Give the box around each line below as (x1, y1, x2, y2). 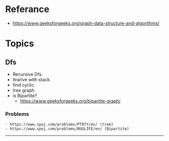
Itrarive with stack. (12, 77, 51, 83)
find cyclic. (12, 82, 36, 88)
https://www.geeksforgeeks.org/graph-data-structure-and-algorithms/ (12, 20, 160, 26)
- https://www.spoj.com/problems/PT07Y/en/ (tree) (5, 122, 114, 127)
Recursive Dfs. (12, 71, 43, 77)
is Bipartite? (12, 92, 37, 99)
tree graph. (12, 87, 36, 93)
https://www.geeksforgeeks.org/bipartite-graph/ (20, 98, 121, 104)
